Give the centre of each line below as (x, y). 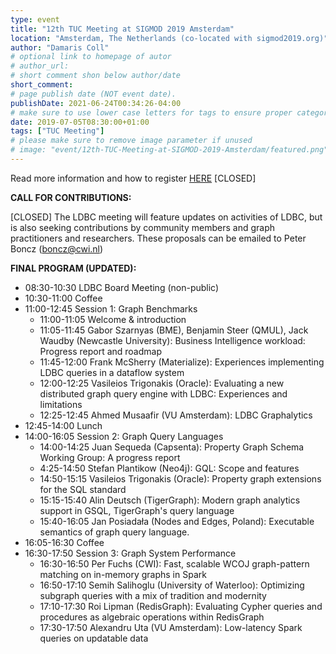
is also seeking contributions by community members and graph (142, 227)
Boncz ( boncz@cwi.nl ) (57, 248)
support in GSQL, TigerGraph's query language (137, 510)
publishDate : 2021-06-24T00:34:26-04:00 (96, 103)
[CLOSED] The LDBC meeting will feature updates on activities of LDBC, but (166, 217)
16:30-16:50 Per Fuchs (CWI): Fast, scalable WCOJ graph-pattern (174, 563)
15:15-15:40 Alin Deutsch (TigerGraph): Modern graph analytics (170, 500)
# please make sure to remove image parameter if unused (131, 141)
